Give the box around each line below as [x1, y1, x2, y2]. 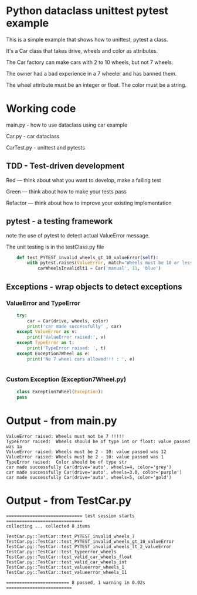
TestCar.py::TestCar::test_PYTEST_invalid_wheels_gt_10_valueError [6, 539, 175, 545]
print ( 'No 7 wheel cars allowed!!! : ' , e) [27, 356, 135, 362]
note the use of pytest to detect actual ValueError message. [6, 232, 150, 239]
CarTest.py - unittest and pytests [6, 144, 86, 151]
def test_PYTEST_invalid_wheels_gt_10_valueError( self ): [16, 254, 159, 260]
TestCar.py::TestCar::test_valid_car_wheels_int [6, 559, 127, 565]
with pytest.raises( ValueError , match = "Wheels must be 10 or [27, 260, 180, 266]
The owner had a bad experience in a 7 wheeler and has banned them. [6, 70, 177, 77]
